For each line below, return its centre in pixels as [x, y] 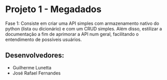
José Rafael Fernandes [36, 73]
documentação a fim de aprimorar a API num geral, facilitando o [72, 34]
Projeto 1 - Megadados [53, 9]
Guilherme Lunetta [32, 67]
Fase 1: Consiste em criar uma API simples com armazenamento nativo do [82, 23]
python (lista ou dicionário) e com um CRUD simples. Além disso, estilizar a [84, 28]
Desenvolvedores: [35, 55]
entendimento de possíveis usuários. [44, 39]
